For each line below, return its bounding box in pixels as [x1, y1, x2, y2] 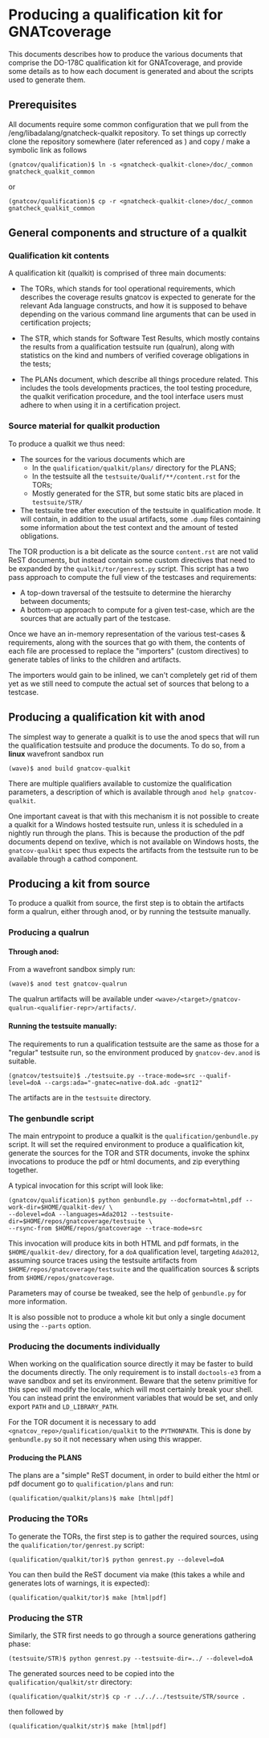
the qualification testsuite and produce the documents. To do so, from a [8, 740, 246, 750]
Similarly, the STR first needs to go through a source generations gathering [8, 1630, 257, 1640]
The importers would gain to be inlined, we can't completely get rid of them [8, 670, 258, 679]
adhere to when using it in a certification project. [19, 400, 181, 410]
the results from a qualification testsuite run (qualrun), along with [19, 342, 235, 352]
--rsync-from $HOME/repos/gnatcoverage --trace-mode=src [8, 1224, 203, 1232]
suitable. [8, 1056, 37, 1066]
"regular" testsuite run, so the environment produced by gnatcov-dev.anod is [8, 1047, 261, 1057]
